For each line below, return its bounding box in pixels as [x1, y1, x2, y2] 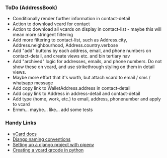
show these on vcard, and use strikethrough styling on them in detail [12, 64, 155, 70]
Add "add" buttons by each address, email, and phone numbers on [12, 47, 151, 54]
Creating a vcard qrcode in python [12, 147, 84, 153]
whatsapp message [12, 80, 53, 86]
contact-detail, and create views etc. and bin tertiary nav [12, 53, 130, 59]
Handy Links [5, 119, 37, 126]
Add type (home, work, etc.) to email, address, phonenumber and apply [12, 96, 161, 102]
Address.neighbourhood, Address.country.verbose [12, 42, 118, 48]
